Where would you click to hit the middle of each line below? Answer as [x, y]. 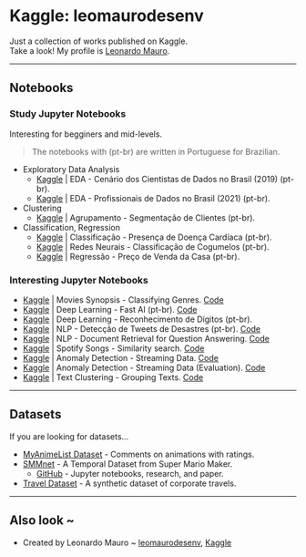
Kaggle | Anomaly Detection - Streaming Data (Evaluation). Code [144, 367]
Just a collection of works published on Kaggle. [99, 41]
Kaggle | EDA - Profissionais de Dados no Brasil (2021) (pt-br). [153, 198]
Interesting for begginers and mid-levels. [86, 134]
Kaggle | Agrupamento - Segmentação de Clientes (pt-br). [146, 217]
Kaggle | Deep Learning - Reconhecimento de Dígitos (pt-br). [138, 319]
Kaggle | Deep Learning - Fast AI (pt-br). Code [110, 309]
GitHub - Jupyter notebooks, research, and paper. [130, 473]
